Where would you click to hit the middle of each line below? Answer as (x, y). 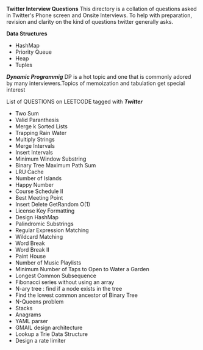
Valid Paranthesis (37, 120)
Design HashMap (37, 217)
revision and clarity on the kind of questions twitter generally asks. (90, 22)
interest (16, 90)
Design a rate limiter (40, 341)
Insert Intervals (34, 152)
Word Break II (32, 250)
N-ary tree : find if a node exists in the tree (69, 289)
